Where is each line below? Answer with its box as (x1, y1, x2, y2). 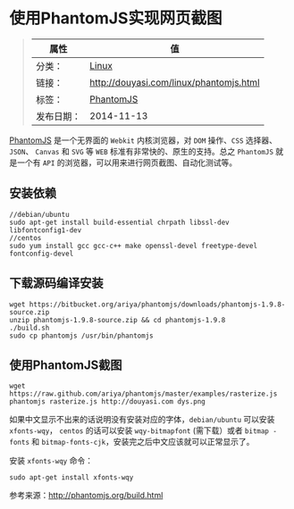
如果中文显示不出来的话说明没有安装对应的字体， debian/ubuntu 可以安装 (9, 414, 275, 425)
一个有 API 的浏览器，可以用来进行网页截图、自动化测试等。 (16, 157, 238, 168)
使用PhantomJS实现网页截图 (9, 8, 223, 29)
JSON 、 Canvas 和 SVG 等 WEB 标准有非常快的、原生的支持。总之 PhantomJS (9, 146, 274, 156)
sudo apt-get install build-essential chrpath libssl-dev (9, 218, 230, 227)
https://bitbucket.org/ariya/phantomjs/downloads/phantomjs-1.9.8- (29, 300, 286, 309)
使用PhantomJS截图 (9, 357, 122, 372)
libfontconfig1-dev (9, 225, 82, 235)
